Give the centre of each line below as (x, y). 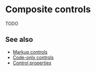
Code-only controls (33, 57)
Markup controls (30, 52)
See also (19, 40)
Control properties (32, 63)
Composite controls (48, 9)
